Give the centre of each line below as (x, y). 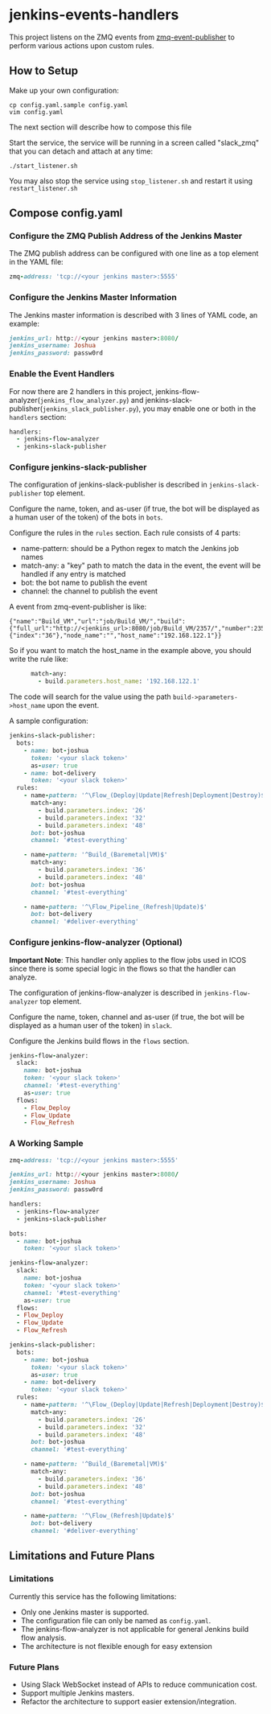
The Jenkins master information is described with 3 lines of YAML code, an (133, 314)
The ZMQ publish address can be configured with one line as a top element (134, 253)
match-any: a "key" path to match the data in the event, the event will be (141, 565)
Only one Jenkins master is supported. (85, 1612)
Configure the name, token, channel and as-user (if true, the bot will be (127, 1017)
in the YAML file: (36, 262)
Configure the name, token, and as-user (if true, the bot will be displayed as (134, 509)
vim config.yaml (36, 112)
